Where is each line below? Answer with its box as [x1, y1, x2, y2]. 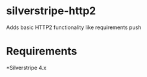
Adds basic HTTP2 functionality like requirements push [6, 24, 142, 31]
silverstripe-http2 [6, 4, 96, 18]
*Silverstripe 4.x [6, 64, 46, 71]
